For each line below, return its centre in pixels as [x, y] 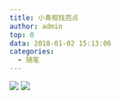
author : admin [36, 26]
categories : [32, 52]
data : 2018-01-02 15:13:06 [60, 43]
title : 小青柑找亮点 [44, 18]
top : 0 [22, 35]
